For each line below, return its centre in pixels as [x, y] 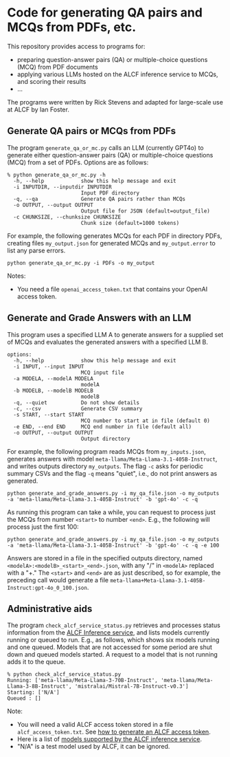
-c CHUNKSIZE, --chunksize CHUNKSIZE [67, 217]
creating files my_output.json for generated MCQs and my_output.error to [112, 243]
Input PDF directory [110, 193]
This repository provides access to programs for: [76, 46]
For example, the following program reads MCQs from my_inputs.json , [106, 451]
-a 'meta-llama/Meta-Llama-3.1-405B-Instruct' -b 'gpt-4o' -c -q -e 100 [113, 545]
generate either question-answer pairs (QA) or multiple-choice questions [110, 155]
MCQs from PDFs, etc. [72, 27]
